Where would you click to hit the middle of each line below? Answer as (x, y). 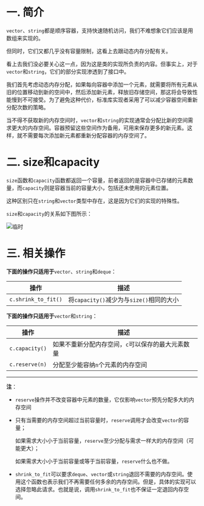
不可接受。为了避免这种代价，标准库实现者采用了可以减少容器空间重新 (110, 99)
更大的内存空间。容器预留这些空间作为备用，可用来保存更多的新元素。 (99, 128)
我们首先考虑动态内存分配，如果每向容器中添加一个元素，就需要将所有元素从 (102, 84)
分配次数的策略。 (28, 107)
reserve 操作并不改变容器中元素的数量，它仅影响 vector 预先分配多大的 (102, 400)
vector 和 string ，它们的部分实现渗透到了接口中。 (68, 71)
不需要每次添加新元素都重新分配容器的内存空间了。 (86, 135)
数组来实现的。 (25, 38)
